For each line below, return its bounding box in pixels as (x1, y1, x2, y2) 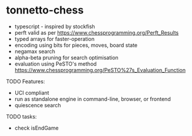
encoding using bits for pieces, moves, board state (14, 42, 138, 49)
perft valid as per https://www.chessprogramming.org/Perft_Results (14, 29, 179, 36)
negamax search (14, 47, 56, 55)
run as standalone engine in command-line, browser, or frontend (14, 95, 171, 103)
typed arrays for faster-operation (14, 35, 95, 42)
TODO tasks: (6, 113, 37, 120)
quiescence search (14, 101, 61, 108)
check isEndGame (14, 124, 59, 131)
